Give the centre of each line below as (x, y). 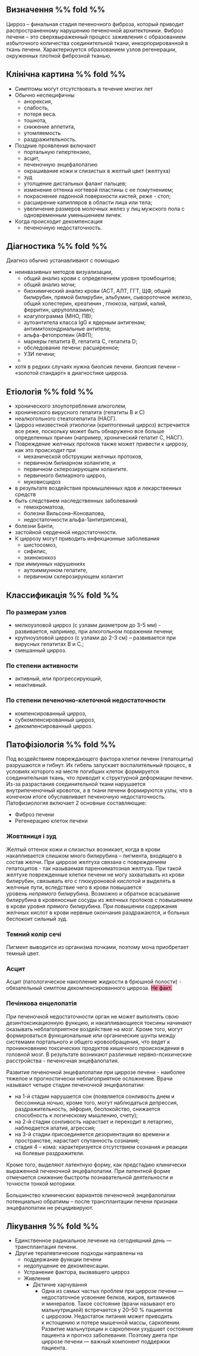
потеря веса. (40, 114)
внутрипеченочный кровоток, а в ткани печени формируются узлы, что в (99, 790)
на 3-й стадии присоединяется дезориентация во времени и (92, 1134)
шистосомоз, (40, 545)
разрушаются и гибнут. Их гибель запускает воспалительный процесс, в (99, 765)
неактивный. (31, 685)
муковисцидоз (42, 482)
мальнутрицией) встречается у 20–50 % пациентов (107, 1310)
